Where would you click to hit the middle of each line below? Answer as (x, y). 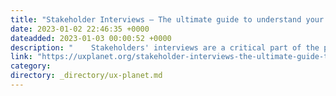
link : (21, 57)
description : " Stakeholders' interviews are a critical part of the (165, 47)
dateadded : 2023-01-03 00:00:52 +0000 (91, 38)
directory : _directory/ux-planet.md (86, 76)
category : (31, 66)
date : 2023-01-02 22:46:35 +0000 (80, 29)
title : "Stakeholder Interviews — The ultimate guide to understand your (167, 19)
